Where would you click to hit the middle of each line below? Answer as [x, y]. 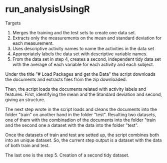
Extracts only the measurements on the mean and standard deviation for [87, 38]
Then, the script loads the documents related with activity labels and [76, 89]
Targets [13, 23]
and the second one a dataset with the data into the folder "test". [72, 125]
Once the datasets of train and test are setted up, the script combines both [82, 135]
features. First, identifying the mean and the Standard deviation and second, [84, 94]
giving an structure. [25, 99]
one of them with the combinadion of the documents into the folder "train [80, 120]
